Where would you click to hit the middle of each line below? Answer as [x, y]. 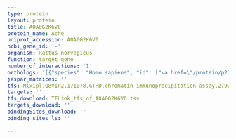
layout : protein [31, 20]
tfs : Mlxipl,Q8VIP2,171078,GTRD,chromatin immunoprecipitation [102, 86]
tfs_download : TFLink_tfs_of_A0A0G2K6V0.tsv [73, 99]
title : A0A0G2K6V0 [34, 27]
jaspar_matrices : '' [38, 79]
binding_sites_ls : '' [39, 118]
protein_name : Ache [36, 33]
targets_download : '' [39, 105]
